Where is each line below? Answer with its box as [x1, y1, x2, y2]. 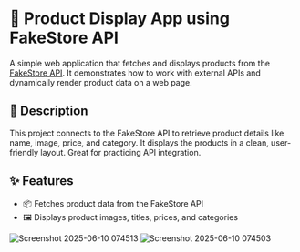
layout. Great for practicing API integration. [40, 146, 202, 157]
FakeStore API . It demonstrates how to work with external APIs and [9, 67, 262, 78]
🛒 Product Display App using [9, 8, 231, 29]
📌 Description [9, 104, 88, 119]
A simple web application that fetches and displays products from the [9, 57, 271, 68]
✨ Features [9, 173, 74, 189]
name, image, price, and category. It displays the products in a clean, [9, 136, 269, 148]
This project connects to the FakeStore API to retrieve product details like [9, 127, 284, 138]
